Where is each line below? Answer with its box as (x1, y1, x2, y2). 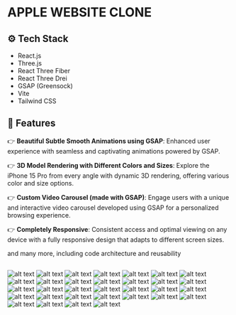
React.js (17, 51, 42, 60)
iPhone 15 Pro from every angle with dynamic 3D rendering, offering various (7, 171, 230, 180)
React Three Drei (17, 74, 67, 82)
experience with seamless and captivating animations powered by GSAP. (7, 146, 220, 155)
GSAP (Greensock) (17, 82, 73, 90)
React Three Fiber (17, 67, 71, 75)
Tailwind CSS (17, 97, 57, 105)
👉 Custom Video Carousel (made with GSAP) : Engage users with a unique (7, 193, 230, 201)
